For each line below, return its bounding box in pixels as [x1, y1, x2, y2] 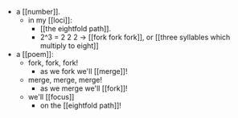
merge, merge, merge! [27, 75, 103, 84]
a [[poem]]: [15, 50, 54, 59]
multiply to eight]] [39, 41, 99, 51]
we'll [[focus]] [27, 92, 75, 101]
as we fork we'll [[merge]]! [39, 67, 128, 75]
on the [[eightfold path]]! [39, 100, 122, 110]
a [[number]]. [15, 7, 60, 16]
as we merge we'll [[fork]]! [39, 83, 128, 93]
